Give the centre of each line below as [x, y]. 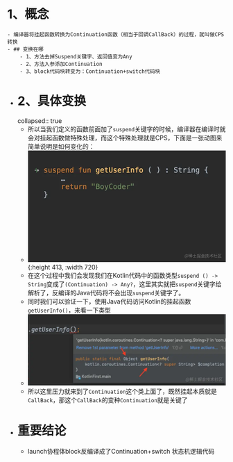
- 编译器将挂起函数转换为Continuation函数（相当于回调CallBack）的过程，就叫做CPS [116, 34]
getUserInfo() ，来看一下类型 [69, 310]
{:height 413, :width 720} [63, 267]
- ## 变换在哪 [25, 49]
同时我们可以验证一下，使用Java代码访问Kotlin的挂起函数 [109, 301]
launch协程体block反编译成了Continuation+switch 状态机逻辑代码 [121, 451]
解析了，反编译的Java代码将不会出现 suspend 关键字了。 [106, 292]
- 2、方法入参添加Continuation [61, 64]
